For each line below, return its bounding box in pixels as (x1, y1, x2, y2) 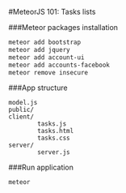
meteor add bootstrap (8, 38, 82, 46)
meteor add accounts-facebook (8, 61, 111, 69)
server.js (37, 148, 70, 157)
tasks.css (37, 134, 70, 143)
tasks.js (37, 120, 67, 128)
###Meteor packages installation (8, 23, 119, 32)
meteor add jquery (8, 45, 70, 54)
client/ (8, 113, 35, 121)
